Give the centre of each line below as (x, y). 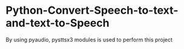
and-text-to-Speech (57, 23)
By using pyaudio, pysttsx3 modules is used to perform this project (89, 39)
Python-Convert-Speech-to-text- (92, 10)
